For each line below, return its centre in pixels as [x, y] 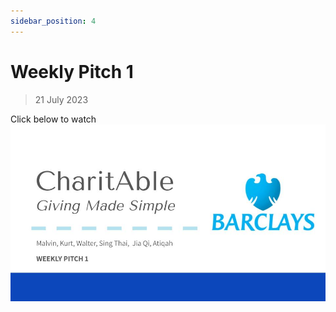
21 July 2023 [61, 99]
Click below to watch [53, 119]
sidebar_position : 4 [53, 21]
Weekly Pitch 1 [72, 71]
